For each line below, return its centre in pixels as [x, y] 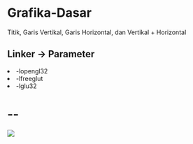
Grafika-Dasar [50, 13]
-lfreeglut [30, 78]
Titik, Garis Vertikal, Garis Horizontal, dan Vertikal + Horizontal [97, 32]
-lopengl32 [32, 71]
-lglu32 [27, 86]
